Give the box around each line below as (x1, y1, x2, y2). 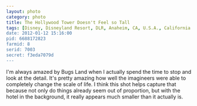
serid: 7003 (6, 47, 35, 53)
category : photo (6, 14, 46, 20)
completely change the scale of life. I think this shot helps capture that (6, 80, 176, 88)
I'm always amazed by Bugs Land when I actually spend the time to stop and (6, 68, 192, 75)
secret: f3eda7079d (6, 52, 54, 58)
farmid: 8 (6, 42, 31, 47)
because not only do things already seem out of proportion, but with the (6, 87, 181, 94)
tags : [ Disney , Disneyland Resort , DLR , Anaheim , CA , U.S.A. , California (6, 25, 191, 31)
